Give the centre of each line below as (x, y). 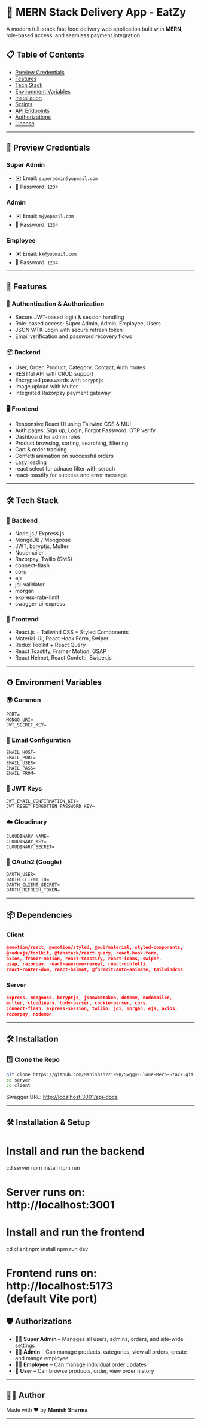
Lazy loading (31, 462)
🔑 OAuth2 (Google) (34, 862)
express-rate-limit (37, 597)
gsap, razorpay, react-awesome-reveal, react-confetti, (77, 964)
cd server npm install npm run (43, 1167)
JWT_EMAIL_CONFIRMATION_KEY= (42, 801)
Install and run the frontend (75, 1232)
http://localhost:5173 (60, 1285)
